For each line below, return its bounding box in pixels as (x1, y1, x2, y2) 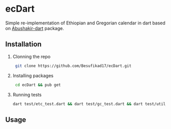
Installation (5, 40, 42, 49)
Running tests (12, 91, 42, 98)
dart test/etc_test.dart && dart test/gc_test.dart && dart (12, 101, 143, 107)
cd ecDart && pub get (15, 82, 61, 87)
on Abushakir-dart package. (5, 25, 65, 31)
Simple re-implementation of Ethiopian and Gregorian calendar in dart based (5, 20, 165, 26)
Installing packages (12, 72, 53, 79)
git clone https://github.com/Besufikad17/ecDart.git (15, 63, 132, 69)
